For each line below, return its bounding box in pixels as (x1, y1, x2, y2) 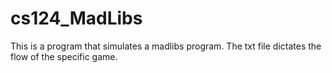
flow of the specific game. (10, 50, 118, 62)
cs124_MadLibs (10, 7, 143, 30)
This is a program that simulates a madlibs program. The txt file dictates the (10, 40, 322, 52)
